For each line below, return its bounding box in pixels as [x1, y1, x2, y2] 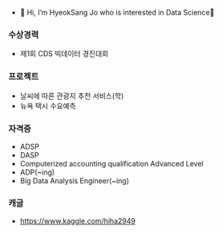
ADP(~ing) [19, 167, 55, 177]
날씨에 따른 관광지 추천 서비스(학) [19, 91, 124, 101]
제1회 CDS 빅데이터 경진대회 [19, 49, 109, 59]
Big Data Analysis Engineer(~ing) [19, 175, 130, 185]
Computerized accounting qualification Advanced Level [19, 158, 204, 168]
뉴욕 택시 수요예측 [19, 101, 76, 110]
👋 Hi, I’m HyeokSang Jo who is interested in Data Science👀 [19, 8, 215, 17]
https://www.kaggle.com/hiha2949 [19, 216, 136, 226]
